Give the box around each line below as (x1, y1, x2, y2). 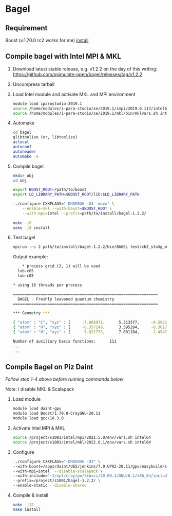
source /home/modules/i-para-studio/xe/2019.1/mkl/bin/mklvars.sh (12, 111, 158, 116)
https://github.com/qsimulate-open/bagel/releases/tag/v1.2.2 (12, 71, 143, 77)
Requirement (5, 24, 48, 32)
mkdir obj (12, 173, 34, 178)
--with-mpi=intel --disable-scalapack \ (12, 469, 103, 474)
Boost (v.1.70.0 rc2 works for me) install (5, 37, 89, 43)
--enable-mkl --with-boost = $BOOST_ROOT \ (22, 206, 112, 211)
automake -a (12, 154, 39, 159)
